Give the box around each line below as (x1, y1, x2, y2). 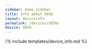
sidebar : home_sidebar (5, 7, 51, 12)
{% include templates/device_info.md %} (5, 38, 88, 44)
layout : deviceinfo (5, 16, 45, 21)
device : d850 (5, 25, 32, 30)
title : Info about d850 (5, 12, 54, 16)
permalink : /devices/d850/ (5, 20, 60, 26)
